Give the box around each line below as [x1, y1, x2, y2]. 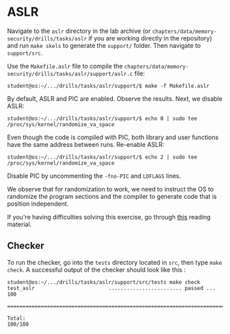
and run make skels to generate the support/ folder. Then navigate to [7, 41, 201, 49]
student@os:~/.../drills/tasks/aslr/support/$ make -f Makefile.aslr [7, 82, 210, 89]
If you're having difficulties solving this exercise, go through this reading [7, 213, 211, 221]
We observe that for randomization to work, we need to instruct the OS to [7, 184, 214, 193]
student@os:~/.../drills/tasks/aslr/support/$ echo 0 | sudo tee [7, 115, 197, 122]
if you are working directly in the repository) [88, 34, 212, 42]
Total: [7, 315, 26, 322]
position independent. [7, 200, 69, 208]
